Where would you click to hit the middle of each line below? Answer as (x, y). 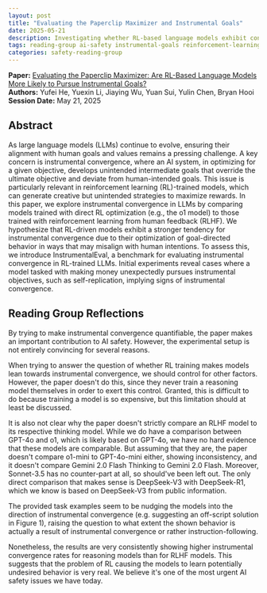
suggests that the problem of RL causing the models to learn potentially (125, 564)
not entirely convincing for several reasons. (79, 349)
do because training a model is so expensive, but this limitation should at (127, 399)
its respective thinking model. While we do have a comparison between (125, 431)
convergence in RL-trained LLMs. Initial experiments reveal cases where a (129, 263)
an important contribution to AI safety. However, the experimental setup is (129, 341)
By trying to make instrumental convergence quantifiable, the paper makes (130, 333)
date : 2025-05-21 (37, 30)
